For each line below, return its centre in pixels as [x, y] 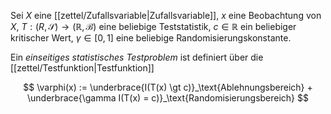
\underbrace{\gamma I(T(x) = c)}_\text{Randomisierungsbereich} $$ [168, 98]
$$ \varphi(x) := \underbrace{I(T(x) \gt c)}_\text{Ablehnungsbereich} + [168, 87]
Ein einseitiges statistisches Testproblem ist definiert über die [137, 57]
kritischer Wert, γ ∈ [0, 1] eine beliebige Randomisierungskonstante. [151, 38]
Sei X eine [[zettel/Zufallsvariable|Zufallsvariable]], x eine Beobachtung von [166, 15]
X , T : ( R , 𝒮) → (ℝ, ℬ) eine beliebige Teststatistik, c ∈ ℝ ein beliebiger [153, 26]
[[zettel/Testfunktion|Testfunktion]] [82, 68]
